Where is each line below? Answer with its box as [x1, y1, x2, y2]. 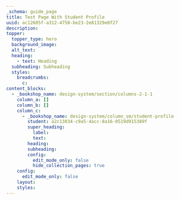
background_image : [11, 42, 58, 48]
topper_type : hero [11, 36, 58, 42]
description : [6, 25, 39, 31]
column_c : [17, 108, 42, 114]
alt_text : [11, 47, 36, 53]
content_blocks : [6, 86, 46, 92]
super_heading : [27, 124, 65, 130]
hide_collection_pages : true [32, 163, 105, 169]
